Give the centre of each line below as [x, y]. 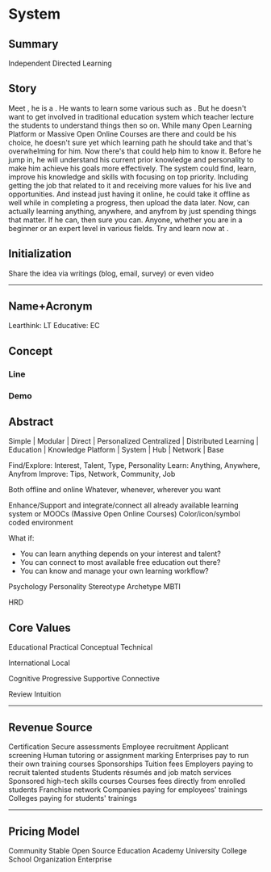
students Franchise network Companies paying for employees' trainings [128, 790]
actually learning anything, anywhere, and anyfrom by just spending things [132, 211]
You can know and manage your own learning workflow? [114, 571]
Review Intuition [35, 694]
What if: [21, 538]
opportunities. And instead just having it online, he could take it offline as [129, 194]
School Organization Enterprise [60, 859]
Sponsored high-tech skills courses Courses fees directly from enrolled [127, 781]
